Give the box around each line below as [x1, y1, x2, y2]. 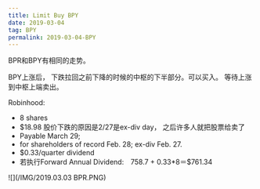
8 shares [19, 113, 49, 122]
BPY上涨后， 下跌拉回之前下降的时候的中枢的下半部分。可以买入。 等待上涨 [8, 72, 252, 82]
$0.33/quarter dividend [19, 148, 96, 158]
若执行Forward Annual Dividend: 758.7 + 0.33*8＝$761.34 [19, 158, 213, 167]
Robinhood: [8, 98, 45, 107]
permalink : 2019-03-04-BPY [8, 33, 96, 42]
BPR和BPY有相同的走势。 [8, 56, 90, 65]
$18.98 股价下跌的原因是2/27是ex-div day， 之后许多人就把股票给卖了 [19, 122, 245, 132]
